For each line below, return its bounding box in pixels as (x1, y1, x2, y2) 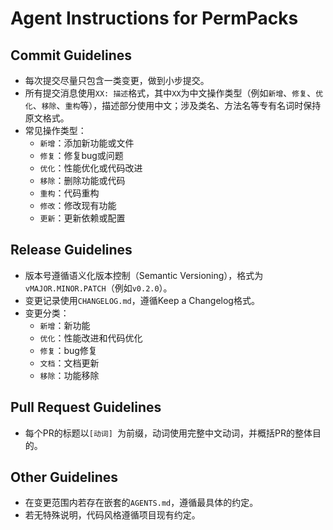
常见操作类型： (24, 125, 87, 136)
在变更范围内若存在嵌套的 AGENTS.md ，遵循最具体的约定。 (24, 497, 259, 509)
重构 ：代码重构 (39, 187, 100, 199)
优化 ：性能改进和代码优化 (39, 332, 143, 344)
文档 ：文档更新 (39, 357, 100, 369)
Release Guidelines (10, 242, 133, 259)
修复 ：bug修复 (39, 344, 98, 356)
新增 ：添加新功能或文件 (39, 137, 135, 149)
